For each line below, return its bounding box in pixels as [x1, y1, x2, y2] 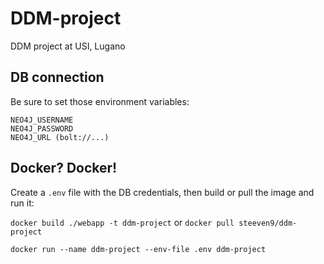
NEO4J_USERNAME [10, 115, 74, 125]
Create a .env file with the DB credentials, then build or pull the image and [10, 186, 315, 198]
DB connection [10, 69, 105, 86]
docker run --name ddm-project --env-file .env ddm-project [10, 244, 267, 254]
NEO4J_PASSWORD [10, 123, 74, 134]
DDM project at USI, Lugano [10, 40, 126, 52]
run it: [10, 197, 35, 209]
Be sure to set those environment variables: [10, 95, 190, 107]
